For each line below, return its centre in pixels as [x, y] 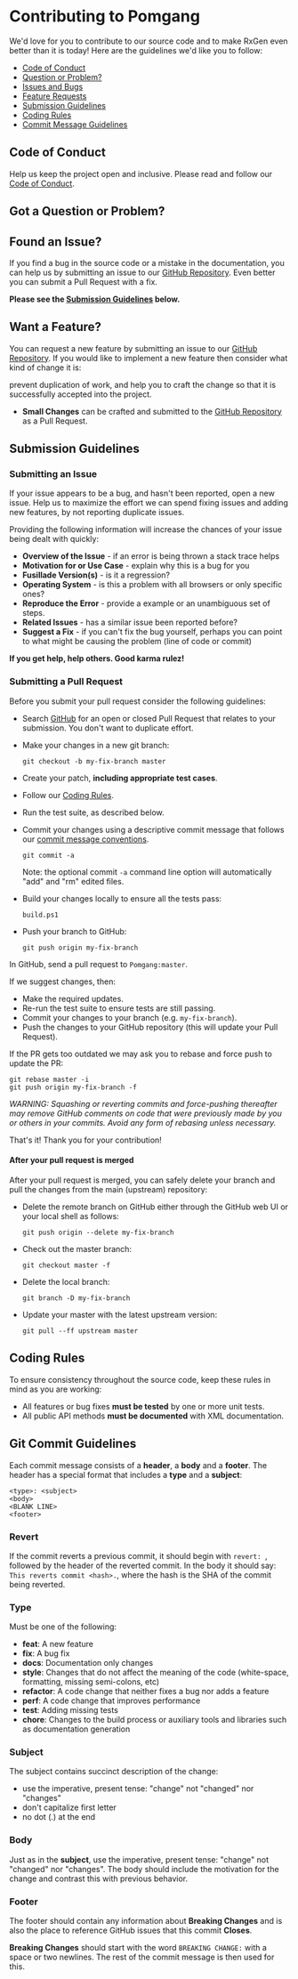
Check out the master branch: [77, 1248]
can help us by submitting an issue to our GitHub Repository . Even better [142, 272]
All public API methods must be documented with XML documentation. [153, 1416]
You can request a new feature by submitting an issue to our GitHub [133, 348]
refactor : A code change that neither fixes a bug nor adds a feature [145, 1692]
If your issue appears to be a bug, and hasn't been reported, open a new [142, 493]
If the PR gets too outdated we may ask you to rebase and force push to [141, 1054]
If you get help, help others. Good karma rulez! [97, 658]
